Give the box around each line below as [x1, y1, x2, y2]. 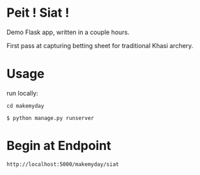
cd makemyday [6, 102, 45, 109]
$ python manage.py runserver [6, 114, 95, 121]
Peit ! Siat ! [6, 5, 70, 21]
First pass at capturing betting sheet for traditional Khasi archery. [6, 41, 194, 50]
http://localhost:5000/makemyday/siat [6, 160, 119, 168]
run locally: [6, 89, 39, 97]
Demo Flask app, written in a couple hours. [6, 28, 130, 36]
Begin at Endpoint [6, 138, 111, 154]
